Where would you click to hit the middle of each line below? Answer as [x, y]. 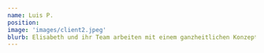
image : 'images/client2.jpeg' [57, 30]
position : [24, 23]
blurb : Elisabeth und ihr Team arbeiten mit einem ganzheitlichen [119, 37]
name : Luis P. [31, 15]
